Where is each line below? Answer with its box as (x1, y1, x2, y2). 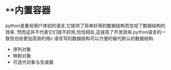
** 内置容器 (5, 5, 51, 16)
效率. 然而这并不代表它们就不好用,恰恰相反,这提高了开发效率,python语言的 (5, 29, 162, 35)
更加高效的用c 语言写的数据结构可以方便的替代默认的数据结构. (23, 35, 155, 41)
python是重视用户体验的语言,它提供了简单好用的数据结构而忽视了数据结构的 (5, 22, 165, 29)
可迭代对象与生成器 (12, 59, 54, 65)
